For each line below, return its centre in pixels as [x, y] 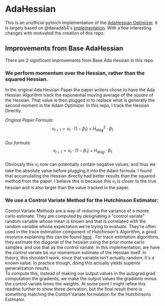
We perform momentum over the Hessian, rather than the [75, 73]
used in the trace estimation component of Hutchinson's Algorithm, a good [81, 232]
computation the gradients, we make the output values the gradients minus [81, 279]
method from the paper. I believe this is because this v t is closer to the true [81, 181]
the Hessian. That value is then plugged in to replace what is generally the [80, 100]
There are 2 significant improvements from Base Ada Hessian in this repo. [80, 60]
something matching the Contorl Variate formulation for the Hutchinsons [78, 294]
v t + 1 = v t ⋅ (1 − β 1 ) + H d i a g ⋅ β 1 [82, 151]
